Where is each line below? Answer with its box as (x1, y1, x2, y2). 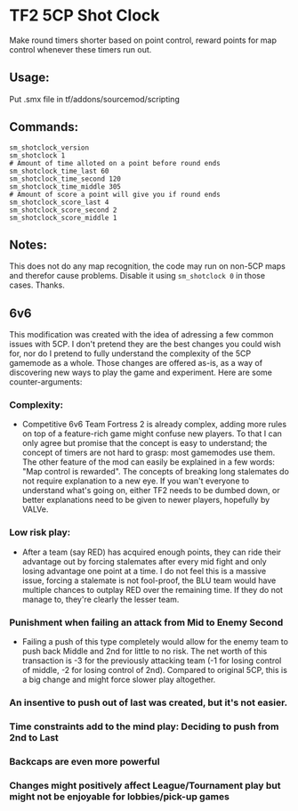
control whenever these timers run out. (9, 44, 152, 54)
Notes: (9, 237, 47, 252)
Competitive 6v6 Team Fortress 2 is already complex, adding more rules (21, 419, 287, 430)
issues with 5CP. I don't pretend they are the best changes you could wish (9, 339, 282, 350)
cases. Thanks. (9, 280, 65, 290)
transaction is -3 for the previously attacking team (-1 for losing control (21, 655, 282, 666)
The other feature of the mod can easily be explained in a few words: (21, 457, 276, 467)
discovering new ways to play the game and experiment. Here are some (9, 367, 273, 378)
